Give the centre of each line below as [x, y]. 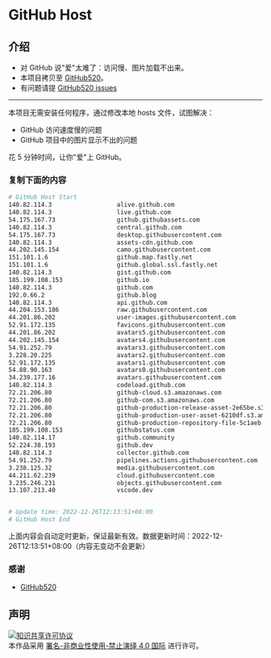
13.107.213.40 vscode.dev [81, 491]
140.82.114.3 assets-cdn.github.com [101, 243]
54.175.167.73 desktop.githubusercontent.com [115, 235]
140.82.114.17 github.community [92, 438]
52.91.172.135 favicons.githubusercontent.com [117, 325]
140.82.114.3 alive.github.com [92, 205]
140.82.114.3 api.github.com [88, 302]
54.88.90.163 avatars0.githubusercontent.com [117, 370]
